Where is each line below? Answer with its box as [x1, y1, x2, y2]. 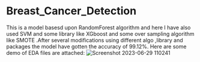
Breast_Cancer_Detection [6, 4, 137, 18]
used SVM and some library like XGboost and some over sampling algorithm [6, 30, 195, 37]
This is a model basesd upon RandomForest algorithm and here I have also [6, 24, 191, 31]
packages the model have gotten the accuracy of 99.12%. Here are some [6, 43, 187, 50]
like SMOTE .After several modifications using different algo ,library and [6, 36, 183, 44]
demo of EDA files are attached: [6, 49, 85, 56]
